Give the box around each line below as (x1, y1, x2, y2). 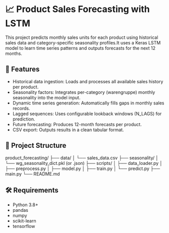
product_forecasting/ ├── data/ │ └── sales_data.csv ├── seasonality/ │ (5, 154, 159, 161)
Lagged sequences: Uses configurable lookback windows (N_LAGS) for (12, 110, 162, 116)
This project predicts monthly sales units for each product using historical (5, 34, 158, 40)
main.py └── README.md (5, 170, 60, 177)
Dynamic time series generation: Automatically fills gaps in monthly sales (12, 100, 164, 106)
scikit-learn (12, 218, 36, 224)
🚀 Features (5, 65, 40, 74)
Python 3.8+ (12, 202, 39, 208)
